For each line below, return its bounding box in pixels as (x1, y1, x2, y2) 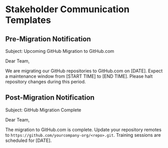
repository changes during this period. (5, 79, 86, 84)
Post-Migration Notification (5, 93, 95, 102)
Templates (5, 14, 51, 26)
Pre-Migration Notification (5, 35, 91, 43)
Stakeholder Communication (5, 4, 130, 15)
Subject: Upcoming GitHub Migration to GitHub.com (5, 48, 114, 54)
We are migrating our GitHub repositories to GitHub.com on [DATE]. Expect (5, 68, 163, 74)
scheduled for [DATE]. (5, 137, 52, 143)
